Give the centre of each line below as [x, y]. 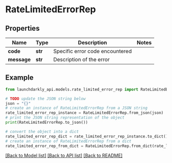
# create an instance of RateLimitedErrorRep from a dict [68, 141]
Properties [23, 28]
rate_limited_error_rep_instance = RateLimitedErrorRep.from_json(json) [84, 113]
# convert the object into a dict [42, 131]
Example [19, 78]
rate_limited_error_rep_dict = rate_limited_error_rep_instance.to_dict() [87, 136]
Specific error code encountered [92, 51]
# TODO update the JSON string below [46, 99]
